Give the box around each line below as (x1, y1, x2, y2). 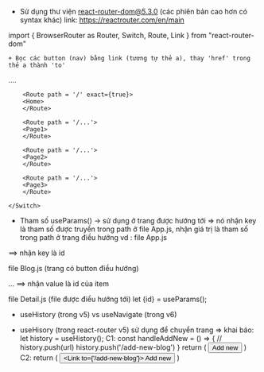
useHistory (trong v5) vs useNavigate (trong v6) (19, 310, 177, 319)
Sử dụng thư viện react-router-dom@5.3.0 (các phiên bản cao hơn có (19, 7, 248, 16)
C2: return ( (19, 353, 58, 362)
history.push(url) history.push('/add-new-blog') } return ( (19, 343, 207, 352)
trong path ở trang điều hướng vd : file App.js (19, 233, 167, 242)
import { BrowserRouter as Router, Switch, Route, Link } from (8, 31, 207, 40)
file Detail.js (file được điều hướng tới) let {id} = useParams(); (8, 294, 208, 304)
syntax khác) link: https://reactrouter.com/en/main (19, 15, 184, 25)
